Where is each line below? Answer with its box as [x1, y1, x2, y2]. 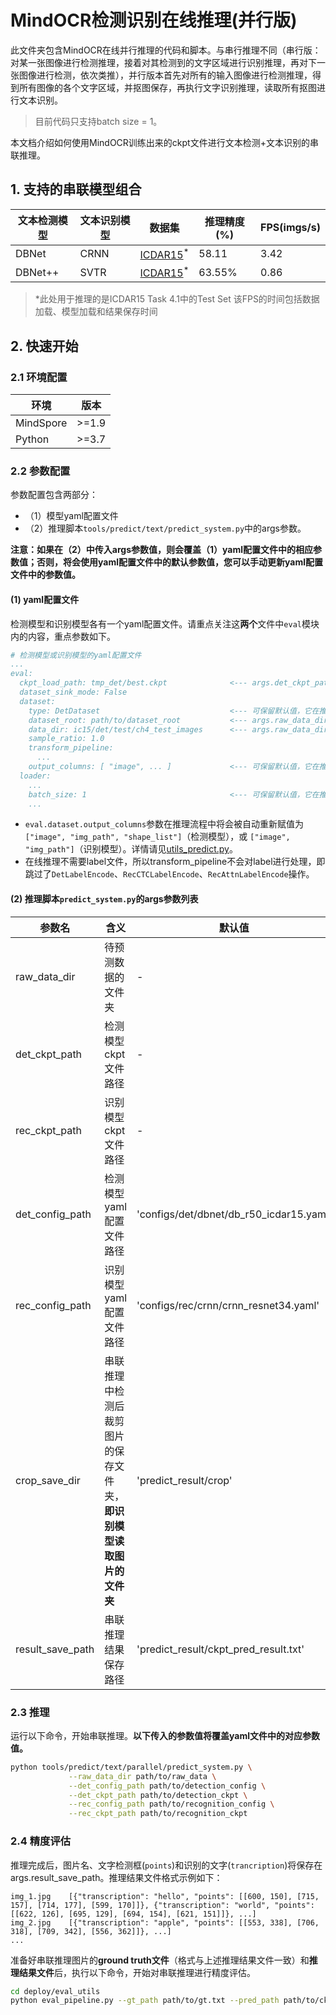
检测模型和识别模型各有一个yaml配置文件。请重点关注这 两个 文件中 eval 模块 [10, 617, 320, 630]
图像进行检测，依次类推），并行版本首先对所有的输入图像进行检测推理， [18, 69, 313, 81]
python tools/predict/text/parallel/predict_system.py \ [10, 1762, 253, 1772]
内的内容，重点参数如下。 [10, 630, 116, 642]
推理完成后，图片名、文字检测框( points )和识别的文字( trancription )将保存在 [10, 1859, 323, 1871]
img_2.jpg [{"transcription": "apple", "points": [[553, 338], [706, [10, 1917, 320, 1928]
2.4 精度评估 [10, 1834, 72, 1848]
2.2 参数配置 [10, 464, 71, 478]
